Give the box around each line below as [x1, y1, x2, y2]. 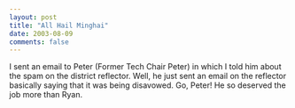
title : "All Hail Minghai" [9, 21, 109, 30]
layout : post [9, 12, 58, 22]
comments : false [9, 37, 69, 47]
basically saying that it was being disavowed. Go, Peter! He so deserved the [9, 80, 286, 90]
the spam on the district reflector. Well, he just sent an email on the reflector [9, 71, 287, 82]
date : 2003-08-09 [9, 29, 74, 38]
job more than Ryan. [9, 90, 82, 100]
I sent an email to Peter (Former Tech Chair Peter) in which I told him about [9, 61, 282, 72]
